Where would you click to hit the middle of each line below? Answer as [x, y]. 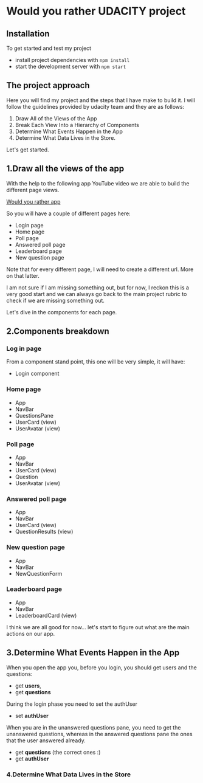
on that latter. [23, 275]
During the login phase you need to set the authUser [72, 704]
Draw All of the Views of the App [56, 118]
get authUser [32, 759]
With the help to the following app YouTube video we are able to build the [98, 183]
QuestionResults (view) [44, 532]
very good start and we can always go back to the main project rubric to [97, 294]
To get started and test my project [49, 48]
